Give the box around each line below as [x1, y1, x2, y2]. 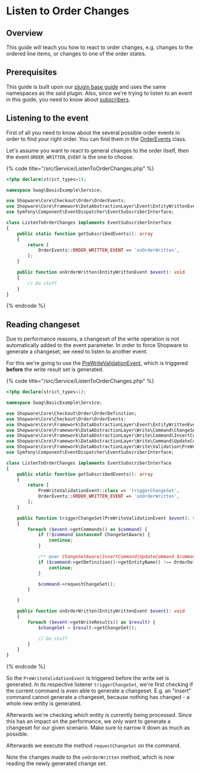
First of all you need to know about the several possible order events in [6, 129, 180, 136]
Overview [6, 28, 43, 38]
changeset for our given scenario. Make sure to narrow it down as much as [6, 724, 190, 731]
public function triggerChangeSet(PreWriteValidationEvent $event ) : [17, 515, 190, 521]
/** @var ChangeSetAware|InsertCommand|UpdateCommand [37, 554, 174, 560]
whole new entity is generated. [6, 700, 82, 707]
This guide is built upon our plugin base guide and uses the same [6, 83, 167, 90]
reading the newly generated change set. [6, 760, 107, 767]
